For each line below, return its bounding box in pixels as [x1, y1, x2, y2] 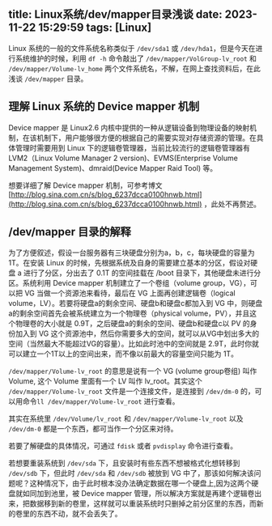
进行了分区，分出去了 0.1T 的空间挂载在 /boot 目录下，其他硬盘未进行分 [23, 268, 261, 278]
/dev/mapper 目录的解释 [8, 225, 131, 239]
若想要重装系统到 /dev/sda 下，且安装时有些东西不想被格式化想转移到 [8, 458, 240, 468]
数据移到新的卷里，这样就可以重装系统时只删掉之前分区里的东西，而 [29, 498, 257, 508]
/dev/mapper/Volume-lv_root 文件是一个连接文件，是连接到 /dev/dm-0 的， [8, 387, 255, 397]
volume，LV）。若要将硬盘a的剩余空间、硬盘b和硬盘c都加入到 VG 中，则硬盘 [8, 299, 263, 308]
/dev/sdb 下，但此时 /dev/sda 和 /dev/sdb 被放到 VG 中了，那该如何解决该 [8, 469, 255, 478]
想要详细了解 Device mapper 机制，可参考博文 [8, 180, 163, 190]
